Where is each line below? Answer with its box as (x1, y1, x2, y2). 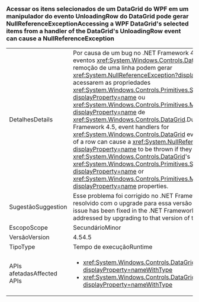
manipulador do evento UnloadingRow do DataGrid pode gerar (6, 12, 189, 20)
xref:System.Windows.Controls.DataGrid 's (73, 153, 191, 161)
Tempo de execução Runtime (73, 243, 153, 251)
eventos (73, 56, 96, 65)
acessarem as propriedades (73, 79, 151, 87)
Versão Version (9, 233, 50, 242)
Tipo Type (9, 243, 36, 251)
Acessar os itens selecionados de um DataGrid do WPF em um (6, 5, 189, 13)
